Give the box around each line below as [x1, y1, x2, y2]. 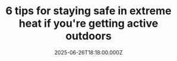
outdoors [65, 30, 112, 43]
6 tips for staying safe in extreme [5, 4, 172, 18]
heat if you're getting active [18, 17, 159, 30]
